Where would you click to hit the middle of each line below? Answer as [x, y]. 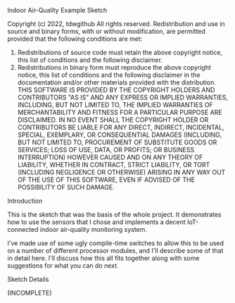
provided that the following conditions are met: [75, 39]
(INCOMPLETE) [30, 293]
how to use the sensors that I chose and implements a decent [97, 222]
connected [23, 229]
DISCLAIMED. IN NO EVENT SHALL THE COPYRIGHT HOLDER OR [113, 120]
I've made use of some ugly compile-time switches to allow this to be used [115, 243]
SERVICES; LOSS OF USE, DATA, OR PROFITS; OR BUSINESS [106, 150]
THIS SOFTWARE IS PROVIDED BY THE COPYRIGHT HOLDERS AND [116, 90]
